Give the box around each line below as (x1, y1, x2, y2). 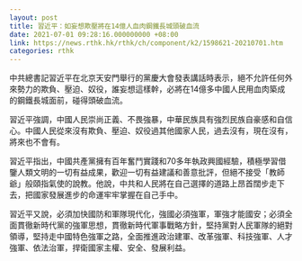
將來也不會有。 (9, 137, 65, 148)
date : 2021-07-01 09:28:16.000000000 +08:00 (9, 30, 179, 39)
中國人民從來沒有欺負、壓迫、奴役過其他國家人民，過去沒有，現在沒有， (24, 125, 293, 136)
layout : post (9, 13, 58, 22)
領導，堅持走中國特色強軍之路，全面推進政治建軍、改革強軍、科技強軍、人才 (9, 231, 293, 242)
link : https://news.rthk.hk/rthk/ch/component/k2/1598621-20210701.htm (9, 38, 283, 48)
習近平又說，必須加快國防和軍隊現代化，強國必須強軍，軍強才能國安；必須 (9, 209, 285, 220)
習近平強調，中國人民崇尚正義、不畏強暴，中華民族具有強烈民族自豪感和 (9, 114, 277, 125)
